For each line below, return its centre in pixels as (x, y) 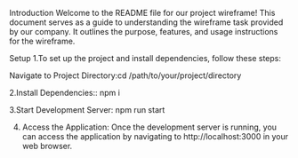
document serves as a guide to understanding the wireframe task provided (146, 22)
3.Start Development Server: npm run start (87, 110)
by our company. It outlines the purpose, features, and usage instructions (144, 32)
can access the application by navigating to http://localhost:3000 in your (155, 136)
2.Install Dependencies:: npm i (64, 93)
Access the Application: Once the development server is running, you (149, 127)
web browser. (47, 146)
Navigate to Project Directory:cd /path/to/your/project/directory (125, 75)
